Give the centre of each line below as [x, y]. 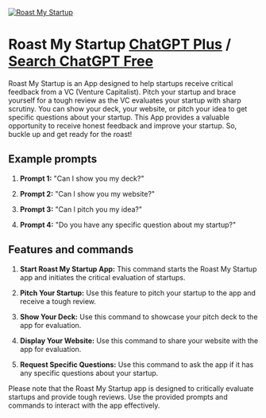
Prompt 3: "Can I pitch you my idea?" [81, 209]
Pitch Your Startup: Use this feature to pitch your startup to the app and [138, 293]
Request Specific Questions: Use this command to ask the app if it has [137, 364]
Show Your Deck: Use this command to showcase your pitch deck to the [139, 316]
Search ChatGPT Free [81, 62]
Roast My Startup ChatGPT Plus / [120, 45]
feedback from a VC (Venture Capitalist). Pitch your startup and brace [122, 92]
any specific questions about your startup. [89, 373]
